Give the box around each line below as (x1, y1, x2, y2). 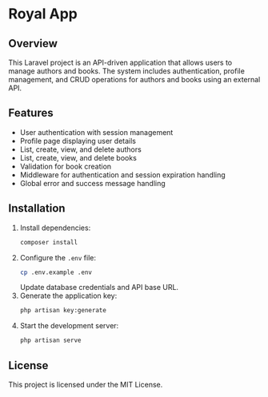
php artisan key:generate (19, 307, 106, 315)
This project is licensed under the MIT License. (8, 379, 163, 389)
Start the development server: (19, 321, 119, 331)
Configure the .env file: (19, 252, 96, 262)
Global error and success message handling (19, 178, 166, 188)
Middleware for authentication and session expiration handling (19, 169, 226, 180)
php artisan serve (19, 336, 82, 344)
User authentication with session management (19, 127, 174, 137)
